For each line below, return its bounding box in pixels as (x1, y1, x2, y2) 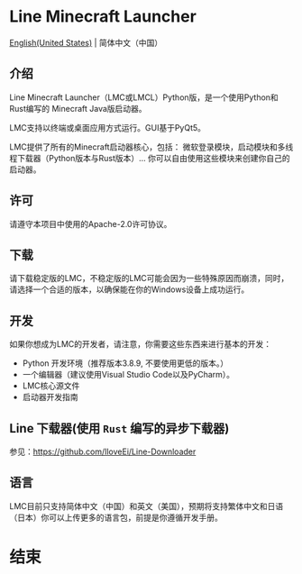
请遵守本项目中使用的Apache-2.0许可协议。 (9, 218, 172, 229)
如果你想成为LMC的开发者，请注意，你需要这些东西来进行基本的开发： (9, 339, 272, 350)
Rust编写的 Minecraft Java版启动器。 (9, 103, 147, 114)
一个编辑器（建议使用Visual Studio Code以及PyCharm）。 (22, 369, 235, 380)
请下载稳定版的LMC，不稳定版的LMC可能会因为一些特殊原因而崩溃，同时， (9, 273, 289, 284)
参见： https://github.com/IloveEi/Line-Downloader (9, 446, 197, 457)
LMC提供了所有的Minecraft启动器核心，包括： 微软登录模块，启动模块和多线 (9, 141, 294, 152)
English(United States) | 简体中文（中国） (9, 37, 163, 48)
